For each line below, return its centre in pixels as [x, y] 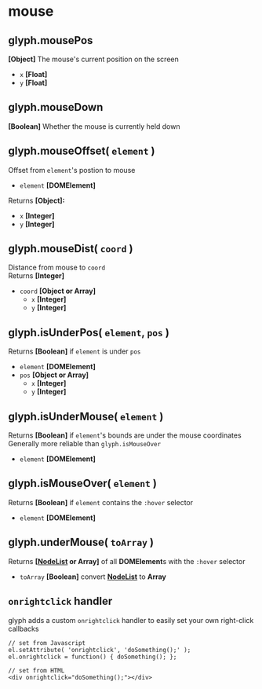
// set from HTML [36, 670]
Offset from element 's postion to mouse [72, 170]
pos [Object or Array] [54, 375]
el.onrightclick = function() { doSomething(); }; [93, 657]
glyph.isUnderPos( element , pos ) [89, 332]
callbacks [24, 629]
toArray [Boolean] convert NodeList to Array [93, 577]
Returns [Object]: [36, 200]
